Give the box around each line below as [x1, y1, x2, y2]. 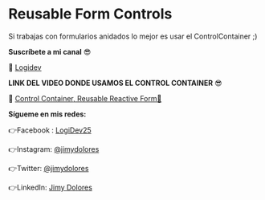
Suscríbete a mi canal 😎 [8, 47, 92, 56]
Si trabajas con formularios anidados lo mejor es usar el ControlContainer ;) [8, 31, 258, 41]
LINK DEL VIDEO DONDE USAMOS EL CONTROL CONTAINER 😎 [8, 78, 222, 88]
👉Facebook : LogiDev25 [8, 125, 92, 135]
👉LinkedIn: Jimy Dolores [8, 182, 92, 192]
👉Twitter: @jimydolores [8, 163, 89, 173]
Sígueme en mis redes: [8, 109, 87, 119]
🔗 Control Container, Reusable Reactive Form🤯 [8, 93, 162, 103]
